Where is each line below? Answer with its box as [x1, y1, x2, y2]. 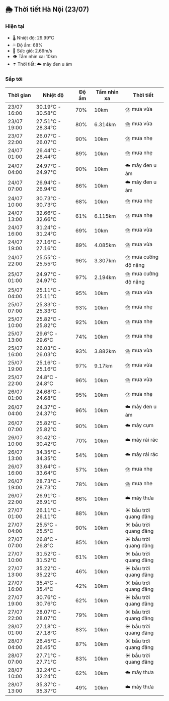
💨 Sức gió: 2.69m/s [12, 48, 53, 54]
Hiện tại [5, 23, 25, 30]
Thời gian [8, 91, 31, 99]
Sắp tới [5, 75, 23, 82]
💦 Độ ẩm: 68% [12, 42, 43, 48]
